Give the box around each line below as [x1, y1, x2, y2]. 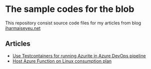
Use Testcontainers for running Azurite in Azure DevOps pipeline [12, 53, 146, 59]
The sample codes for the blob [5, 3, 134, 15]
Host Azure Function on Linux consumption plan [12, 58, 112, 64]
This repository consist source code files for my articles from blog [5, 20, 141, 26]
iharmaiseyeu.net [5, 25, 41, 31]
